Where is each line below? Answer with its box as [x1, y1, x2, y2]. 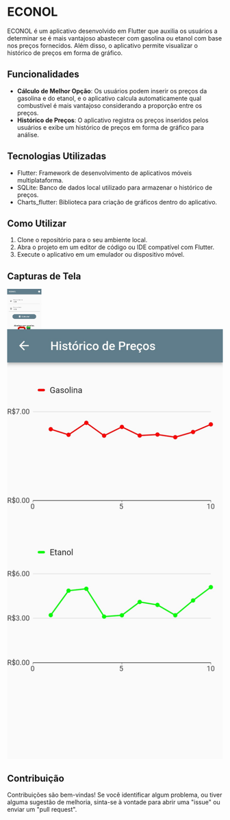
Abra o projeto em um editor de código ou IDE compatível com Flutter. [16, 243, 214, 251]
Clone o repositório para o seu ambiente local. [16, 236, 148, 244]
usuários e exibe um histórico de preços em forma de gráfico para [16, 123, 204, 131]
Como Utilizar [7, 218, 67, 229]
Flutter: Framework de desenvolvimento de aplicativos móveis [16, 169, 192, 177]
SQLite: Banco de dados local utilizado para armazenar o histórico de [16, 183, 213, 191]
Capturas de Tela [7, 270, 81, 282]
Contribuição [7, 773, 65, 784]
